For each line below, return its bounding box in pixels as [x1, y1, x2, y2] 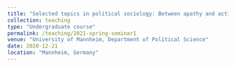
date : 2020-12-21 [7, 43, 58, 50]
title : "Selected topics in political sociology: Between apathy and [7, 10, 216, 17]
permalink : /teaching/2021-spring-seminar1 [7, 29, 137, 37]
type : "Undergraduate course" [7, 23, 96, 30]
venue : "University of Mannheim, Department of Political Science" [7, 36, 209, 43]
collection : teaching [7, 17, 71, 24]
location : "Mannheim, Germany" [7, 50, 99, 57]
